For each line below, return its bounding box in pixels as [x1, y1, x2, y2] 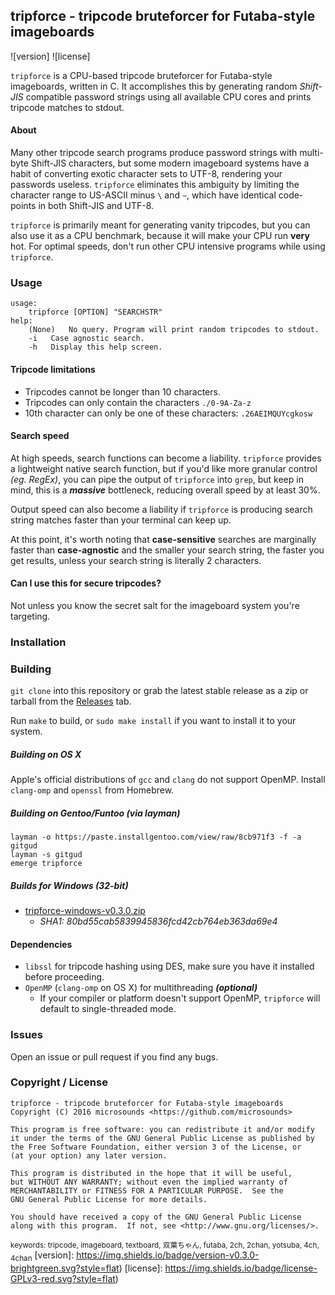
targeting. [10, 610, 51, 622]
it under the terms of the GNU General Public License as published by [10, 1133, 315, 1143]
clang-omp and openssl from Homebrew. [10, 784, 175, 796]
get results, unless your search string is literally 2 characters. [10, 554, 262, 566]
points [10, 200, 37, 212]
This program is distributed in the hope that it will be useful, [10, 1168, 293, 1178]
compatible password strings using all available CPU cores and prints [25, 90, 312, 103]
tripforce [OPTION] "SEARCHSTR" [28, 307, 163, 318]
